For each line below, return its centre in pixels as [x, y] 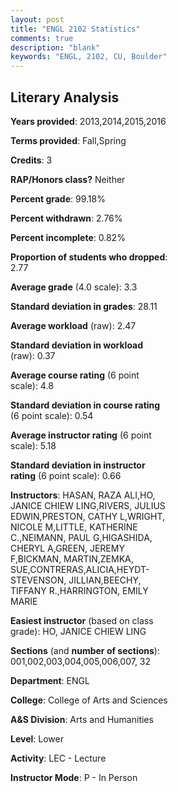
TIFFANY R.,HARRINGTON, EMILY [79, 590]
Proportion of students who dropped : [89, 257]
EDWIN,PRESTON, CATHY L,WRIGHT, [88, 516]
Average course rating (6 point [75, 375]
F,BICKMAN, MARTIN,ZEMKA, [72, 558]
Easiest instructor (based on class [82, 620]
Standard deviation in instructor [78, 465]
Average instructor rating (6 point [81, 435]
